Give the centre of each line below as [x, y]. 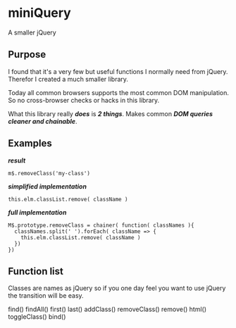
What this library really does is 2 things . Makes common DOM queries [111, 113]
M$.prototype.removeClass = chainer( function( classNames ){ [101, 225]
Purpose [27, 55]
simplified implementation [48, 186]
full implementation [37, 212]
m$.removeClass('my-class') [49, 173]
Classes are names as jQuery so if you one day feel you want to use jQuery [117, 288]
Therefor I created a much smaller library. [68, 79]
